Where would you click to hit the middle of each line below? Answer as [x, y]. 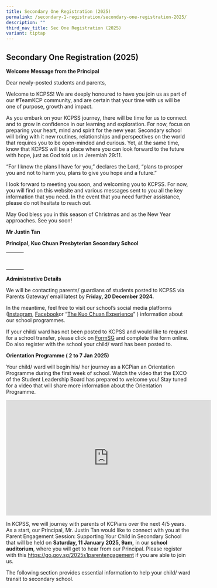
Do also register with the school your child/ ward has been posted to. [89, 344]
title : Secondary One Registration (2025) [58, 11]
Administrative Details [34, 279]
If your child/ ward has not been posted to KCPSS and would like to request [97, 332]
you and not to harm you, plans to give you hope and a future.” [81, 173]
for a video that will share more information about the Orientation [84, 386]
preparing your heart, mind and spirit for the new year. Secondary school [94, 130]
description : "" [26, 22]
